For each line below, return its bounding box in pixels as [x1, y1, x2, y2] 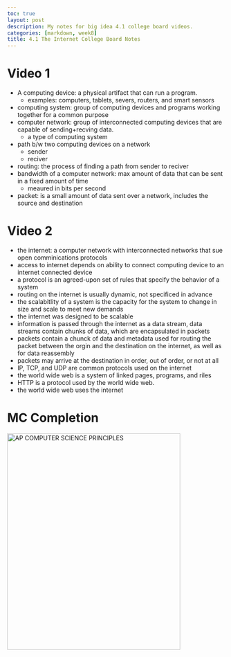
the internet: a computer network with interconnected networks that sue [17, 246, 223, 254]
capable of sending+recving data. [17, 125, 114, 134]
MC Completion [7, 410, 99, 426]
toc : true [7, 10, 36, 17]
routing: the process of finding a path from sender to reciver [17, 162, 189, 170]
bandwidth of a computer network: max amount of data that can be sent [17, 170, 223, 178]
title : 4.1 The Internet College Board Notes [7, 36, 140, 43]
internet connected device [17, 268, 93, 276]
